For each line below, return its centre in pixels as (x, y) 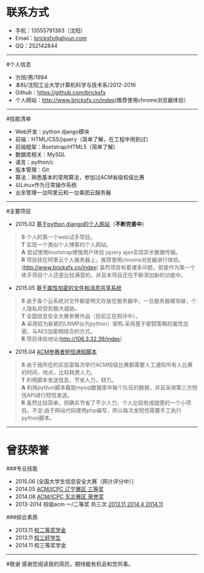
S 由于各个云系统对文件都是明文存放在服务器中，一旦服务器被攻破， (106, 300)
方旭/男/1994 (31, 77)
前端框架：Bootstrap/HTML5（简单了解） (67, 147)
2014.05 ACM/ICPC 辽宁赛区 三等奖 (59, 489)
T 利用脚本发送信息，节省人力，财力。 (69, 380)
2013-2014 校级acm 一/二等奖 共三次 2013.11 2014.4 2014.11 (89, 504)
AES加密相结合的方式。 (66, 331)
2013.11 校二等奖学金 (41, 530)
